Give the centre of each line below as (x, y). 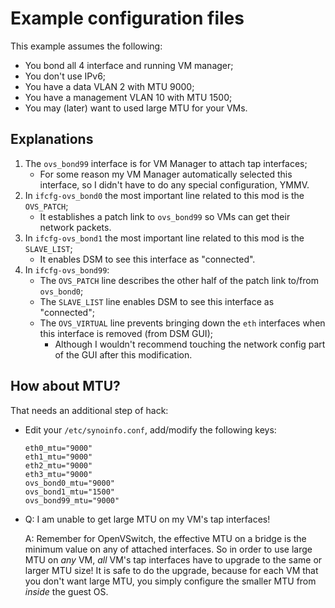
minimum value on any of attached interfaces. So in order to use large (168, 549)
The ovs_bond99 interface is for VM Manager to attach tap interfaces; (166, 163)
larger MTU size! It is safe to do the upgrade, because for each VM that (171, 570)
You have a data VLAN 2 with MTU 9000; (109, 86)
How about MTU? (65, 386)
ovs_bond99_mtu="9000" (72, 500)
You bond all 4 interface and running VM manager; (129, 65)
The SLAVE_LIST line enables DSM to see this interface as (157, 301)
